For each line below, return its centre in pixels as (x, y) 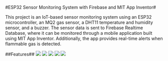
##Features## (20, 54)
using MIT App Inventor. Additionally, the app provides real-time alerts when (84, 38)
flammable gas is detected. (33, 44)
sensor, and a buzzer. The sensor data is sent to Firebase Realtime (74, 28)
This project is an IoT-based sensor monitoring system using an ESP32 (78, 17)
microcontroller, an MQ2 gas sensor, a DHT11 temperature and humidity (79, 22)
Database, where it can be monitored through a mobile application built (79, 33)
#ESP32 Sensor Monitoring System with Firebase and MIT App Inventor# (81, 7)
